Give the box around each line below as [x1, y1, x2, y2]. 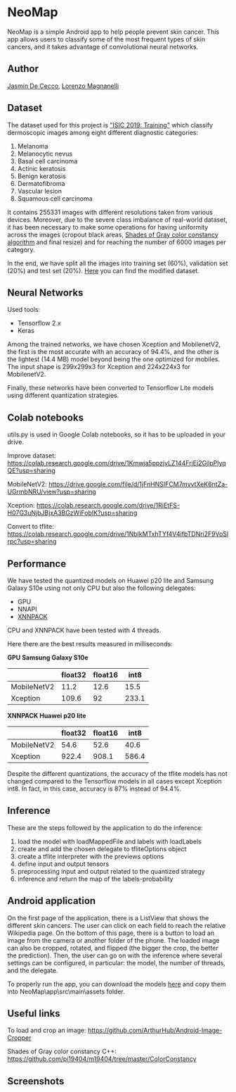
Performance [7, 558, 67, 570]
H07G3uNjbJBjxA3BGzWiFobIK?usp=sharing [7, 508, 138, 517]
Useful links [7, 1008, 61, 1019]
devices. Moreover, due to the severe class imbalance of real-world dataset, [7, 215, 228, 224]
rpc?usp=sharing [7, 537, 57, 546]
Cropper [7, 1034, 32, 1042]
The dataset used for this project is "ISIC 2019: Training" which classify [7, 120, 213, 129]
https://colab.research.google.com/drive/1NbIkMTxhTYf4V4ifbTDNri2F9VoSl [7, 529, 229, 539]
